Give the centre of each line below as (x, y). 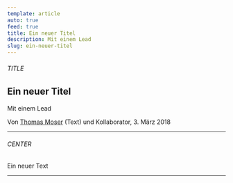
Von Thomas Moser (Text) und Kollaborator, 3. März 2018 (89, 122)
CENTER (19, 144)
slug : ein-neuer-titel (40, 46)
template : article (34, 14)
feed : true (23, 26)
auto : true (23, 20)
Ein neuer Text (28, 166)
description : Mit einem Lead (49, 40)
